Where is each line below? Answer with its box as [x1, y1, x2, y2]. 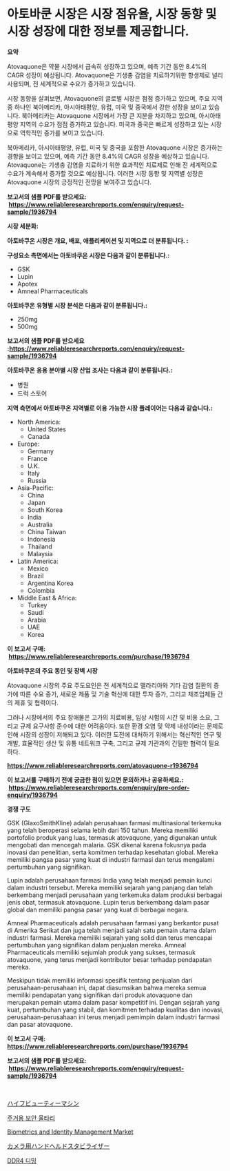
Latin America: [17, 557, 59, 565]
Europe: [17, 440, 40, 448]
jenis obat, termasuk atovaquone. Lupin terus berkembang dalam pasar [7, 898, 210, 906]
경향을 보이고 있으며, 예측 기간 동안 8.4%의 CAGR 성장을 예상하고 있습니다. [7, 152, 209, 160]
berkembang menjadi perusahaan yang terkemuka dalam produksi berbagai [7, 891, 222, 899]
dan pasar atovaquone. [7, 1020, 73, 1028]
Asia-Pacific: [17, 484, 54, 492]
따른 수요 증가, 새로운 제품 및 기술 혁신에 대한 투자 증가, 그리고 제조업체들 [19, 689, 216, 698]
